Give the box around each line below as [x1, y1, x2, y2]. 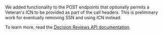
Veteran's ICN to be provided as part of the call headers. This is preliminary [5, 9, 159, 15]
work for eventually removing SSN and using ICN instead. [5, 15, 122, 20]
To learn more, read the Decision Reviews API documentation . [5, 24, 131, 30]
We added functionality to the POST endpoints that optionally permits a [5, 4, 150, 10]
